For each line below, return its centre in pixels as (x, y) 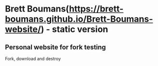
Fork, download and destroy (33, 59)
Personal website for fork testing (56, 47)
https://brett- (96, 9)
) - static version (74, 29)
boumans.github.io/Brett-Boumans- (79, 19)
